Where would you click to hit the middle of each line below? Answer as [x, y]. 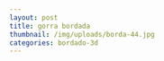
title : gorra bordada [50, 26]
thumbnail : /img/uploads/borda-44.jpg [82, 34]
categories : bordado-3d [54, 43]
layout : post [34, 17]
